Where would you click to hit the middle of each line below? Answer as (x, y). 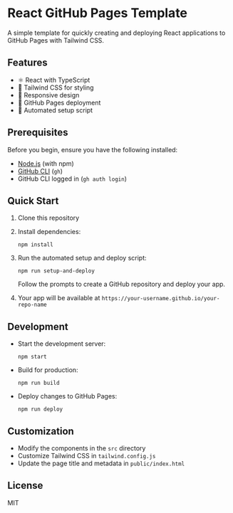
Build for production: (48, 370)
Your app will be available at (59, 298)
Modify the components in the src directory (82, 448)
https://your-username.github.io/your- (161, 299)
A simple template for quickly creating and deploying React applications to (116, 33)
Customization (41, 431)
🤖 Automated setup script (55, 110)
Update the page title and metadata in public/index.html (101, 463)
